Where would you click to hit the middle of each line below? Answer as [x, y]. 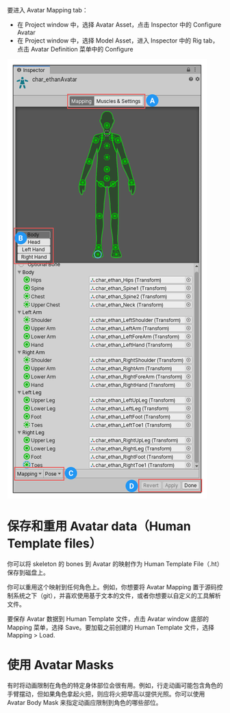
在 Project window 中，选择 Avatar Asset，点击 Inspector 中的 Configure [119, 25]
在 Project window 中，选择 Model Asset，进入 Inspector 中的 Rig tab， [118, 41]
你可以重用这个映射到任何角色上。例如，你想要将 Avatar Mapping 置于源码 [112, 587]
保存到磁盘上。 [28, 572]
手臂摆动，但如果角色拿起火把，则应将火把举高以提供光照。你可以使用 [106, 694]
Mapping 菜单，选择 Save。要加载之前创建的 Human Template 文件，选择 [111, 627]
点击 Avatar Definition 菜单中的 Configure [75, 49]
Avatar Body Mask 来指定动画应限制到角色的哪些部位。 [85, 702]
